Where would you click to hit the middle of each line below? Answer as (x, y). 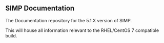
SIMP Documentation (40, 8)
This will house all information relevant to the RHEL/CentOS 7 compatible (82, 30)
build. (11, 35)
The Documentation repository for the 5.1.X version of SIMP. (69, 20)
